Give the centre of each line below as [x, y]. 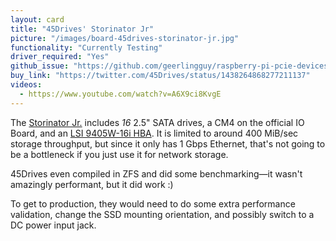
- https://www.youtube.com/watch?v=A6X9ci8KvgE [120, 94]
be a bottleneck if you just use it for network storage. [119, 154]
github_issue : [40, 66]
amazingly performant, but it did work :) [92, 184]
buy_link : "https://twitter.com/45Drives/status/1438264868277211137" [160, 76]
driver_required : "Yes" [60, 57]
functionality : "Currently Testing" [86, 47]
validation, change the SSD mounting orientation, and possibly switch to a [162, 214]
